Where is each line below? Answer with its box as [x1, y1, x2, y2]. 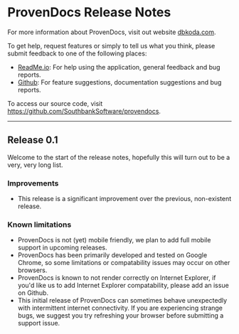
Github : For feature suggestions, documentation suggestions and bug [17, 77, 222, 86]
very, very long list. [7, 161, 63, 169]
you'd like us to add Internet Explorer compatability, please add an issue [17, 281, 229, 290]
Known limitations [7, 220, 72, 230]
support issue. [17, 319, 60, 328]
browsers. [17, 266, 48, 274]
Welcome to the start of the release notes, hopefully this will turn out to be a [7, 153, 230, 161]
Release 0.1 [7, 134, 58, 146]
